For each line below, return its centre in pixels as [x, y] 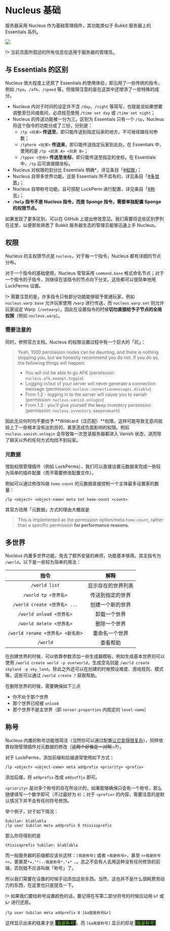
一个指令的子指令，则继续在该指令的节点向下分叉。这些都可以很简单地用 [80, 279]
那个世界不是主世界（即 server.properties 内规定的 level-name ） [80, 710]
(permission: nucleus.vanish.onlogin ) [65, 400]
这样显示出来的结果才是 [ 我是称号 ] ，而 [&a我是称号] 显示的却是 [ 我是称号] [81, 923]
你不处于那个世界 [30, 697]
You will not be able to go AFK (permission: [70, 373]
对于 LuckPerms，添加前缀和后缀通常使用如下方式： [60, 757]
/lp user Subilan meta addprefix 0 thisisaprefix [59, 825]
